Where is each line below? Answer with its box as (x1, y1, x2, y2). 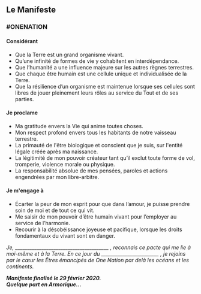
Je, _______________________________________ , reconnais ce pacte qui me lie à (6, 244, 191, 251)
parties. (14, 95, 34, 102)
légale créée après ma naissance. (14, 148, 98, 155)
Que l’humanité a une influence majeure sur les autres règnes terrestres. (14, 63, 194, 71)
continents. (6, 263, 34, 270)
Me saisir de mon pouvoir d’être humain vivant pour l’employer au (14, 213, 177, 220)
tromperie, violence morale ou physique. (14, 160, 115, 168)
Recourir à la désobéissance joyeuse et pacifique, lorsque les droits (14, 226, 182, 233)
